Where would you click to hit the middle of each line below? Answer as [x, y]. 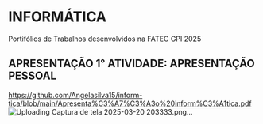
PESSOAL [33, 76]
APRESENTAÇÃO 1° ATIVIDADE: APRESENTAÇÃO [132, 64]
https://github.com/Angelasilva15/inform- [75, 95]
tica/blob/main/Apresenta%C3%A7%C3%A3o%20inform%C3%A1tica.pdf [130, 103]
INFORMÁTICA [58, 17]
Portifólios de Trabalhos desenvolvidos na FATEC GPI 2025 [105, 39]
